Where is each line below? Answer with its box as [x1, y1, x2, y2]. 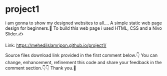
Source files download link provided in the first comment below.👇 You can [5, 52, 158, 58]
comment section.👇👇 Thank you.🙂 [5, 65, 76, 71]
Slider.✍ [5, 31, 23, 37]
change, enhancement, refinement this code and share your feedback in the [5, 59, 162, 65]
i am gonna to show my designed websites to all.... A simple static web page [5, 20, 162, 26]
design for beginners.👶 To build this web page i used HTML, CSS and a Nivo [5, 25, 162, 31]
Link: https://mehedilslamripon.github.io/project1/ [5, 42, 106, 48]
